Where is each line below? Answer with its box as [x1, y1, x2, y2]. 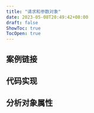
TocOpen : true [6, 31, 41, 37]
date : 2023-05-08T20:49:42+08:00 [6, 14, 89, 20]
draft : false [6, 20, 38, 25]
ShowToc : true [6, 25, 41, 31]
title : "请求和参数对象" [6, 8, 61, 15]
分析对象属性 [6, 98, 53, 108]
